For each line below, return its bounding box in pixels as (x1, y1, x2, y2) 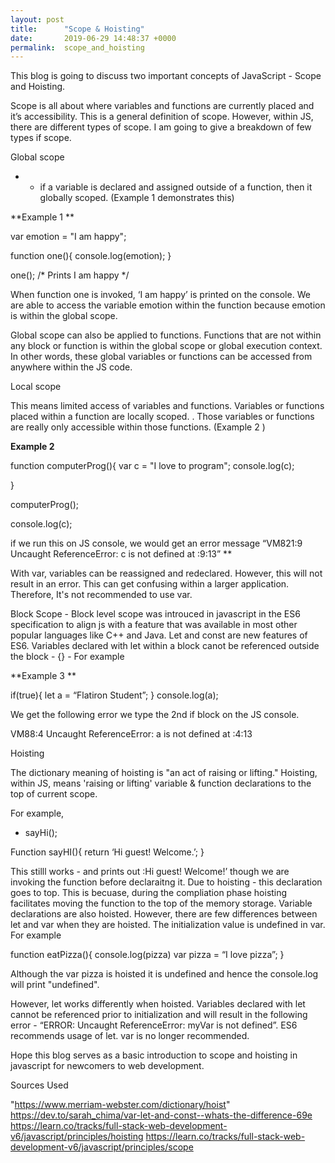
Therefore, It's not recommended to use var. (10, 589, 193, 601)
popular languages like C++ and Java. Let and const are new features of (10, 629, 308, 641)
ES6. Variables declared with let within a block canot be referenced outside (10, 640, 320, 652)
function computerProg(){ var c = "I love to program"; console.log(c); (10, 460, 295, 472)
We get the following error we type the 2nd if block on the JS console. (10, 709, 300, 721)
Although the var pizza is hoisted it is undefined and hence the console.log (10, 968, 319, 980)
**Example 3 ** (10, 670, 77, 682)
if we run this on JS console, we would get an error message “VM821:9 (10, 537, 303, 550)
